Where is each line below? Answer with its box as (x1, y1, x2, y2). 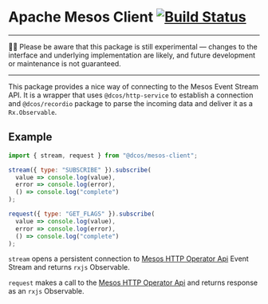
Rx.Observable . (8, 107, 57, 116)
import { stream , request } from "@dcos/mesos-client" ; (8, 152, 198, 160)
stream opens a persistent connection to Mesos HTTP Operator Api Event (8, 254, 249, 263)
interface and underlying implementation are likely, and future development (8, 50, 256, 60)
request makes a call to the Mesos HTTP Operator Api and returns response (8, 278, 258, 287)
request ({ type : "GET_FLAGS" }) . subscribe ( (8, 210, 156, 218)
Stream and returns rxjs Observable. (8, 263, 130, 272)
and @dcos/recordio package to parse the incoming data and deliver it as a (8, 98, 254, 108)
